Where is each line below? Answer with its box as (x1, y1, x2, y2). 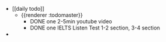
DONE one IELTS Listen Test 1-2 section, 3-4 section (29, 24, 161, 31)
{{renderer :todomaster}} (20, 11, 83, 19)
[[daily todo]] (11, 5, 45, 12)
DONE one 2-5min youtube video (29, 18, 112, 25)
